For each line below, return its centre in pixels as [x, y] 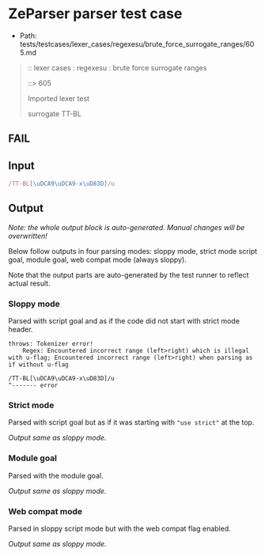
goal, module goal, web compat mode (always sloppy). [98, 259]
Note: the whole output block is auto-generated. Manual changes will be [127, 227]
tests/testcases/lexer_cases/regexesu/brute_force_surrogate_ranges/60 [137, 43]
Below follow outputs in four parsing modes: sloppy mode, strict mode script [133, 251]
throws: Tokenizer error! [51, 344]
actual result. [29, 283]
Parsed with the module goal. [56, 475]
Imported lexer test [58, 98]
